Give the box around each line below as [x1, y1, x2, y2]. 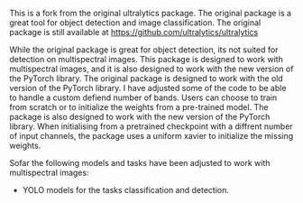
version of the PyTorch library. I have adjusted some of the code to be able [9, 83, 287, 93]
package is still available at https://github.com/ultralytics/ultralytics [9, 27, 259, 37]
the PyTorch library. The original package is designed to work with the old [9, 73, 284, 84]
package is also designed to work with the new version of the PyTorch [9, 112, 271, 122]
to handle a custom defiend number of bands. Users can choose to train [9, 92, 278, 103]
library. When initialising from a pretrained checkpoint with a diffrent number [9, 121, 293, 132]
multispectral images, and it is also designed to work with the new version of [9, 63, 294, 74]
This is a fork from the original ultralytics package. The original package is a [9, 8, 291, 18]
